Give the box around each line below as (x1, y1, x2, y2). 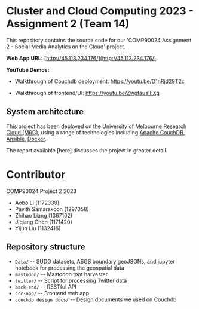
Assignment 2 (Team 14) (6, 17, 130, 30)
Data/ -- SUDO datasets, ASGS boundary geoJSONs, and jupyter (14, 258, 175, 265)
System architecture (6, 106, 84, 117)
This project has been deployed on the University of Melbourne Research (6, 123, 187, 130)
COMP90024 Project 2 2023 (6, 187, 76, 195)
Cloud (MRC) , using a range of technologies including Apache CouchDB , (6, 129, 185, 136)
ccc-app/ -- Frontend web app (14, 289, 90, 296)
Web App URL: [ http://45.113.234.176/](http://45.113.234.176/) (6, 54, 157, 62)
